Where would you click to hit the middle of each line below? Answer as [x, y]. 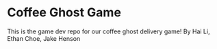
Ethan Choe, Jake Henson [44, 38]
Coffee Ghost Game [64, 13]
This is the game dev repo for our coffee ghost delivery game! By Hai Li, [108, 31]
